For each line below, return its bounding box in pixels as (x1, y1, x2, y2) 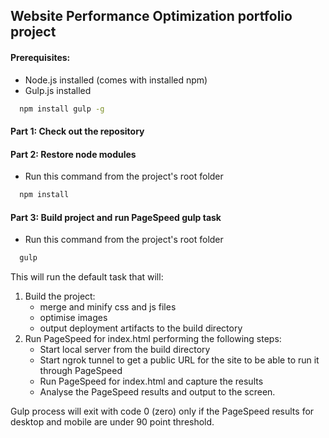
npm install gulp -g (19, 104, 105, 114)
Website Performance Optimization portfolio (10, 8, 293, 25)
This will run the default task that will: (10, 271, 164, 283)
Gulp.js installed (24, 84, 92, 96)
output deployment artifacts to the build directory (39, 322, 243, 334)
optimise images (39, 312, 108, 324)
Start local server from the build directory (39, 344, 211, 356)
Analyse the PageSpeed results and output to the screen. (39, 386, 276, 398)
